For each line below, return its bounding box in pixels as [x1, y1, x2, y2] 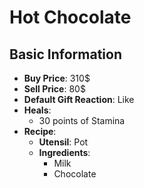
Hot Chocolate [9, 6, 132, 29]
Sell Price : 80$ [23, 83, 86, 95]
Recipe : [23, 126, 57, 137]
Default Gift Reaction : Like [23, 94, 135, 105]
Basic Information [9, 46, 123, 63]
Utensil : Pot [38, 136, 89, 148]
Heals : [23, 104, 52, 116]
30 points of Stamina [38, 115, 126, 126]
